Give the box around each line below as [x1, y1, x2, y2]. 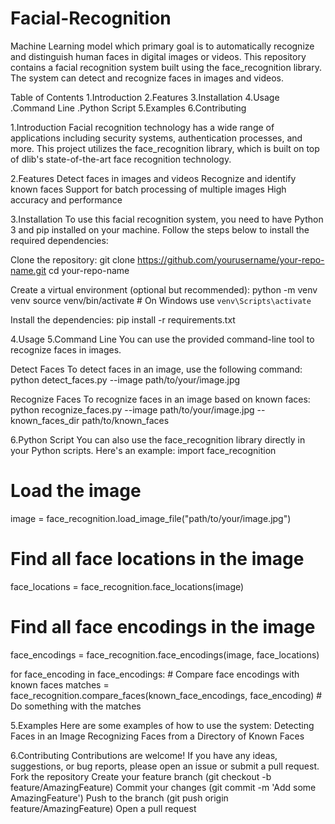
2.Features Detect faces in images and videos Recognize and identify [10, 172, 297, 184]
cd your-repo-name [48, 264, 130, 276]
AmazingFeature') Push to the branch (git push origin [10, 792, 229, 804]
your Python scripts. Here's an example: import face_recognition [10, 444, 277, 456]
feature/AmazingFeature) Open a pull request [10, 802, 197, 814]
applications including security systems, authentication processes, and [10, 132, 303, 144]
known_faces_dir [10, 414, 80, 426]
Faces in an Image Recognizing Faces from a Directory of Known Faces [10, 730, 305, 742]
